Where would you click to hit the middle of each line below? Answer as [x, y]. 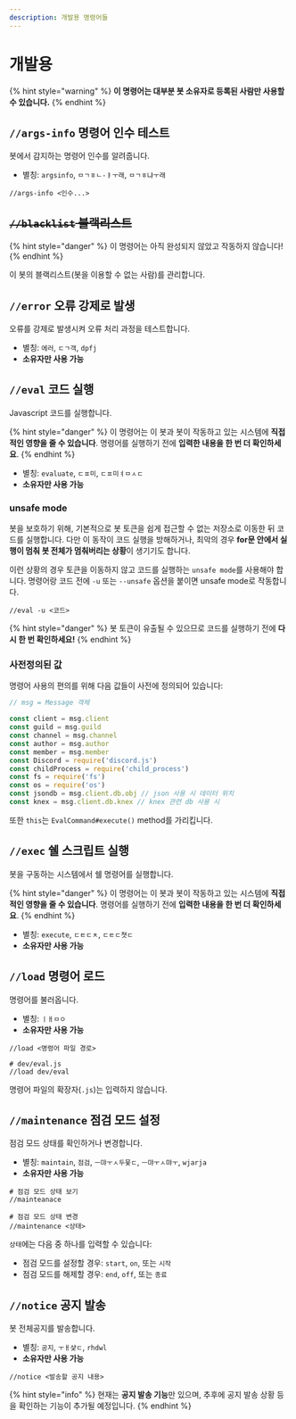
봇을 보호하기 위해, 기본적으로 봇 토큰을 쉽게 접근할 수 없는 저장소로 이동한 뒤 [142, 528]
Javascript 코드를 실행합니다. [61, 412]
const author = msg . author [59, 743]
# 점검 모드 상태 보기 [44, 1192]
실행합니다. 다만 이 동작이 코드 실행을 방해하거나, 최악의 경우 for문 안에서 [152, 540]
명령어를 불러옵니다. [44, 1000]
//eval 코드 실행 [52, 390]
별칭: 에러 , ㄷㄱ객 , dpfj [59, 348]
